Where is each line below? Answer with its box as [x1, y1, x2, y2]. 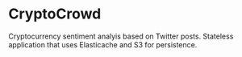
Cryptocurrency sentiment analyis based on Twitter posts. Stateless [8, 31, 234, 41]
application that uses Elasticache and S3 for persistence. [8, 39, 198, 49]
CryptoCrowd [8, 5, 102, 23]
